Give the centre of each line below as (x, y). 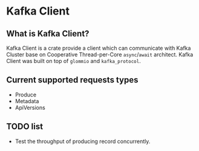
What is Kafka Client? (48, 34)
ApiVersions (30, 107)
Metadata (27, 101)
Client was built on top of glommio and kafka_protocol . (73, 61)
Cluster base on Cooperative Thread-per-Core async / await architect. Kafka (100, 55)
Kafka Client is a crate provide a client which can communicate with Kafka (99, 48)
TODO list (25, 126)
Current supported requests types (72, 80)
